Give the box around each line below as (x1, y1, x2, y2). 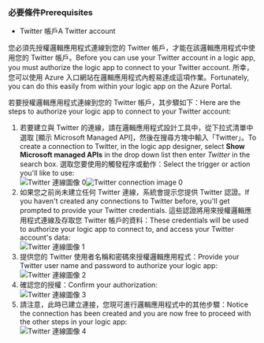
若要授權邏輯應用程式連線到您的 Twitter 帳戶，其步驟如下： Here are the (8, 98, 241, 107)
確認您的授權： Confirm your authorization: (19, 280, 158, 289)
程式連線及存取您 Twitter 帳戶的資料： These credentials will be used (26, 215, 249, 226)
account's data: (19, 233, 71, 242)
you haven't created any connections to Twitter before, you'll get (19, 196, 230, 206)
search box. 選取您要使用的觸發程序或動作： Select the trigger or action (19, 159, 251, 169)
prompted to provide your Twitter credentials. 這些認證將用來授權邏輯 (19, 206, 245, 215)
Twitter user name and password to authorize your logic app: (19, 261, 218, 270)
